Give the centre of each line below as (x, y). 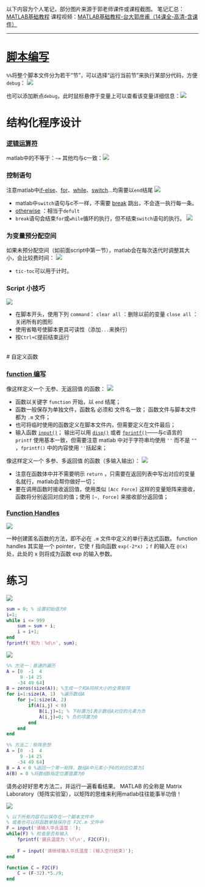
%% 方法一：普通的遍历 (31, 666)
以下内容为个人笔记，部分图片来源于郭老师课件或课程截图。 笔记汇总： (95, 9)
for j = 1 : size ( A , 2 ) (42, 700)
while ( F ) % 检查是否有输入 (38, 834)
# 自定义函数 (22, 357)
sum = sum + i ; (37, 626)
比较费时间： (38, 258)
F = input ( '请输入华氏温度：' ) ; (44, 828)
